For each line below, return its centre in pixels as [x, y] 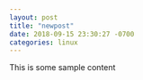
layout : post [34, 17]
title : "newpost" [42, 26]
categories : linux [44, 42]
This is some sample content [63, 68]
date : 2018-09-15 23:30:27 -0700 [72, 34]
